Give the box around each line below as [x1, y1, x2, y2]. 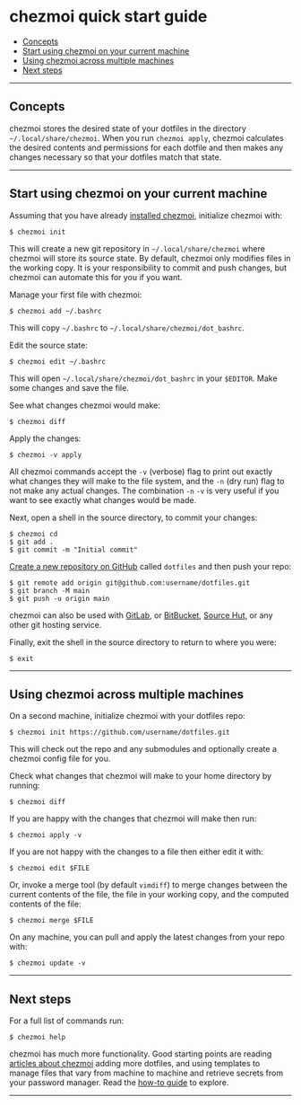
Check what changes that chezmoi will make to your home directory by [9, 771, 271, 782]
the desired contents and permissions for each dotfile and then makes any [9, 142, 284, 153]
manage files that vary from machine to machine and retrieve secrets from [9, 1067, 284, 1079]
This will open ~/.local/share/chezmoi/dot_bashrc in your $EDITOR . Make [9, 373, 278, 384]
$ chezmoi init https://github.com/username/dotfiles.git [9, 728, 230, 738]
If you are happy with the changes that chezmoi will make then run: [9, 813, 257, 824]
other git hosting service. [9, 619, 102, 630]
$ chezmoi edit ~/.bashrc [9, 357, 106, 366]
